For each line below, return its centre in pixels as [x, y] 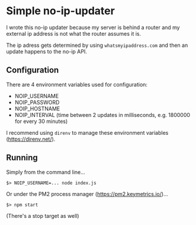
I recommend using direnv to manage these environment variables [87, 132]
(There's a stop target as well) [43, 216]
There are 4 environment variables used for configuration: [77, 84]
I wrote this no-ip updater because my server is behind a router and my [93, 27]
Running [22, 158]
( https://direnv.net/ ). [31, 139]
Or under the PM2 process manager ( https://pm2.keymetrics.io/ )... [87, 194]
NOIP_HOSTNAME [37, 109]
